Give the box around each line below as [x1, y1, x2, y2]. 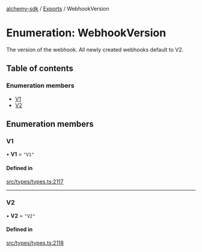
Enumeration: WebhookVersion [6, 26, 167, 40]
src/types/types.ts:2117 [6, 177, 64, 185]
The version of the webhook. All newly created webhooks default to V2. [6, 46, 184, 53]
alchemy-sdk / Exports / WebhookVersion [6, 5, 109, 12]
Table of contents [6, 63, 73, 74]
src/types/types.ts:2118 [6, 239, 64, 247]
